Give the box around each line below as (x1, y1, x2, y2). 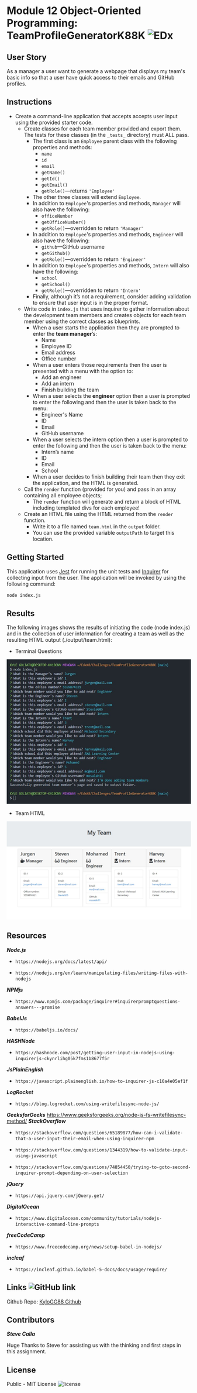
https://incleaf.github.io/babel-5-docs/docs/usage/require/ (15, 1267, 168, 1272)
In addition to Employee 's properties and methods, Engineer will (32, 231, 184, 238)
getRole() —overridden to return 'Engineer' (41, 256, 147, 263)
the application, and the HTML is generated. (32, 479, 139, 486)
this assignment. (6, 1348, 46, 1355)
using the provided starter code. (15, 119, 93, 126)
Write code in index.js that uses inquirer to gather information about (23, 305, 189, 312)
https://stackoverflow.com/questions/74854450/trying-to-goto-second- (15, 1164, 191, 1170)
